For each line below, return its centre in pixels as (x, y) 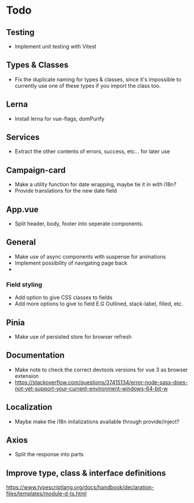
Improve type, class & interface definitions (86, 473)
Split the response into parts (49, 454)
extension (27, 376)
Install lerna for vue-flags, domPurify (59, 119)
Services (23, 137)
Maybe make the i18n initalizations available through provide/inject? (97, 421)
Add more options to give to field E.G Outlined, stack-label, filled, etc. (99, 304)
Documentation (35, 356)
